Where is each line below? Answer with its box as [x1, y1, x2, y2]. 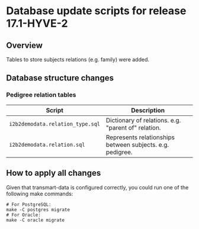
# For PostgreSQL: [6, 201, 52, 208]
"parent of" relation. [105, 123, 161, 131]
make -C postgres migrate [6, 207, 70, 212]
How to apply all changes [6, 168, 101, 178]
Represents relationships [105, 133, 175, 141]
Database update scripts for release [6, 4, 187, 18]
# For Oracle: [6, 212, 41, 218]
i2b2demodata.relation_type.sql [9, 120, 101, 127]
